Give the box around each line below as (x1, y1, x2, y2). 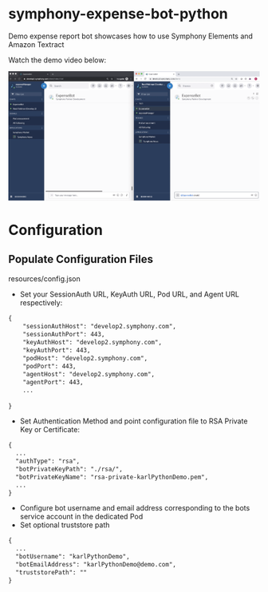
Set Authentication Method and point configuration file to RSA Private (19, 416, 248, 426)
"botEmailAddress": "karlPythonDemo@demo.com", (15, 560, 177, 568)
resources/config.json (8, 273, 81, 284)
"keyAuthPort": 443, (22, 346, 91, 354)
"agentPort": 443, (22, 378, 84, 386)
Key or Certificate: (19, 424, 81, 434)
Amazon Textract (8, 39, 65, 49)
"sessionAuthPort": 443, (22, 330, 105, 338)
